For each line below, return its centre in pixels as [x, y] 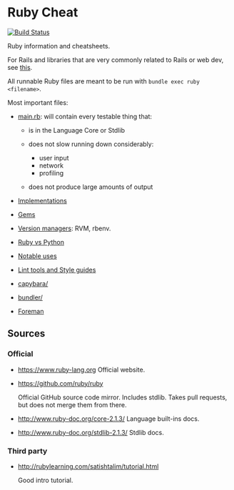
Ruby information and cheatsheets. [59, 46]
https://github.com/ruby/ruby [60, 383]
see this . [20, 67]
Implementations [42, 200]
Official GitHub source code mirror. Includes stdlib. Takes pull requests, [122, 397]
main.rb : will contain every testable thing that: [85, 116]
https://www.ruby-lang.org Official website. [81, 369]
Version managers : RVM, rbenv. [64, 228]
